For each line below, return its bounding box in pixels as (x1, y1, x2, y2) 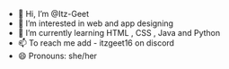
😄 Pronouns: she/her (17, 50, 97, 61)
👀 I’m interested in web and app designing (17, 18, 173, 29)
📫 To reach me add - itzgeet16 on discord (17, 38, 175, 48)
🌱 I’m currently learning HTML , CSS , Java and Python (17, 28, 221, 38)
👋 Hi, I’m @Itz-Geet (17, 9, 90, 19)
